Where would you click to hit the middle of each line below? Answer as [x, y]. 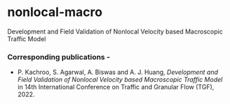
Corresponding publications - [59, 57]
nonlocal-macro [55, 12]
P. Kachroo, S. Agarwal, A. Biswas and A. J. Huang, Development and [118, 72]
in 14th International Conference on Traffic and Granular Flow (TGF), [116, 87]
